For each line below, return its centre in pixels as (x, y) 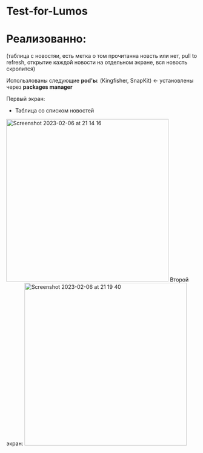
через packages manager (39, 87)
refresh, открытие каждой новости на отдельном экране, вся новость (97, 63)
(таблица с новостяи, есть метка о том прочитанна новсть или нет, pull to (102, 56)
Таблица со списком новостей (55, 111)
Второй (179, 280)
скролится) (21, 69)
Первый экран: (26, 99)
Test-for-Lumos (47, 11)
